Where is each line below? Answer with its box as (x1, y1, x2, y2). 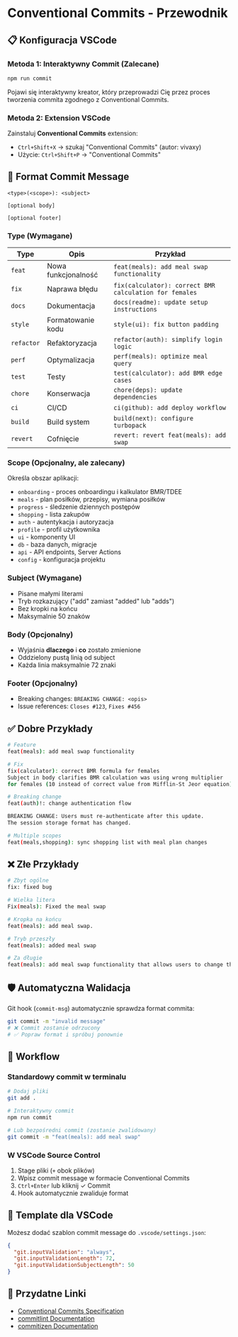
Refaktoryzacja (47, 338, 98, 348)
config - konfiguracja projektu (17, 555, 106, 564)
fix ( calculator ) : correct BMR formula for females (7, 767, 160, 774)
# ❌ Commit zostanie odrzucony (7, 1024, 101, 1031)
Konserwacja (47, 388, 91, 398)
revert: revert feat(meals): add (113, 431, 227, 440)
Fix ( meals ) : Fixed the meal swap (7, 903, 106, 910)
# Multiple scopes (7, 832, 62, 839)
